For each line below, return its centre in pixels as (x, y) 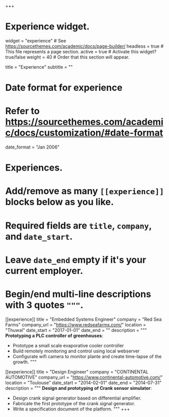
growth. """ (25, 362)
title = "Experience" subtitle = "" (39, 67)
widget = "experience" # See (36, 40)
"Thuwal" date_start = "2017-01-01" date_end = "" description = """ (76, 330)
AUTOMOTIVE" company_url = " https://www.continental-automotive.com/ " (84, 377)
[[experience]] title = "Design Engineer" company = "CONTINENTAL (77, 371)
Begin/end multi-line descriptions (78, 294)
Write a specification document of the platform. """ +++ (71, 409)
